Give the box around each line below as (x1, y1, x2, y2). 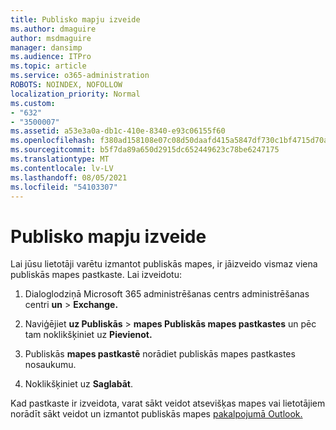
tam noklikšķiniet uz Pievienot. (24, 329, 153, 341)
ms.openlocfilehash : (10, 136, 97, 146)
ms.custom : (10, 98, 56, 108)
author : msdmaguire (10, 33, 92, 43)
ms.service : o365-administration (10, 71, 150, 81)
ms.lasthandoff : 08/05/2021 (10, 172, 128, 183)
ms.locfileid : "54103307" (10, 182, 118, 192)
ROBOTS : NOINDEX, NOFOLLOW (10, 80, 123, 90)
